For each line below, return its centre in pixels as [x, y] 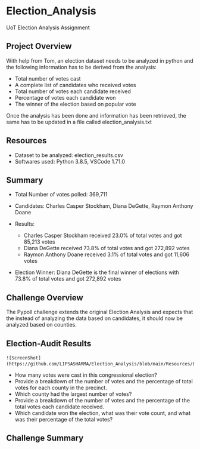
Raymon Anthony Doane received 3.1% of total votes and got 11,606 [106, 254]
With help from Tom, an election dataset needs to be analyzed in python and [100, 60]
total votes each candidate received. [60, 407]
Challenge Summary [45, 438]
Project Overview [39, 46]
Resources [26, 141]
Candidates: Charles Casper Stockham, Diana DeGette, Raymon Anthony [104, 206]
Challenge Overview [45, 298]
